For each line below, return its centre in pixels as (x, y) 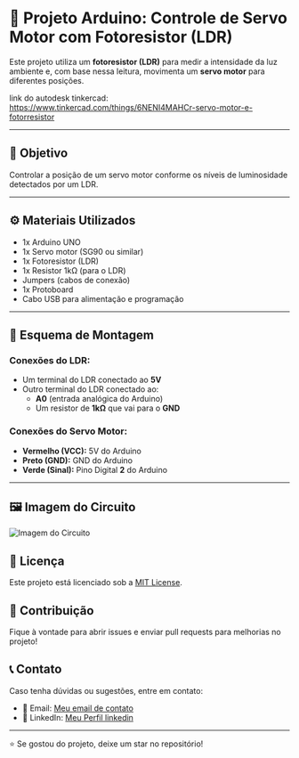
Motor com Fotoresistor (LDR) (121, 37)
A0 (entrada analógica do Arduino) (99, 399)
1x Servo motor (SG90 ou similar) (83, 251)
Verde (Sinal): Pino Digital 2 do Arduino (94, 469)
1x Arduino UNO (52, 242)
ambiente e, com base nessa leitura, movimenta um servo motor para (137, 71)
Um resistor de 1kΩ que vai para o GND (108, 408)
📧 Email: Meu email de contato (77, 708)
